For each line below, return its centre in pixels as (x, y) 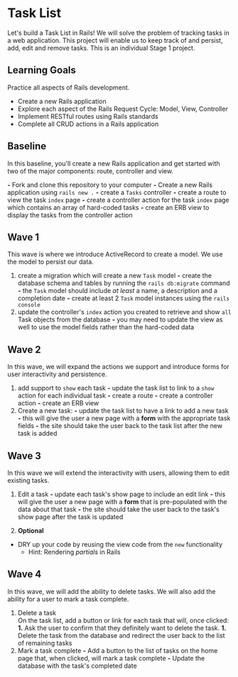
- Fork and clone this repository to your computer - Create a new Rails (110, 185)
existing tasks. (28, 480)
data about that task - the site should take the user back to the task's (119, 509)
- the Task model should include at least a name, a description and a (118, 291)
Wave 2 (24, 350)
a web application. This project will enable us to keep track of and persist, (115, 40)
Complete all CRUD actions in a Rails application (88, 124)
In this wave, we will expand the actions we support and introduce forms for (118, 367)
